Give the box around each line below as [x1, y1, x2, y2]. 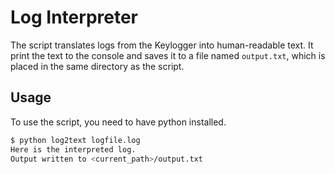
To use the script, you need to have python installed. [10, 116, 227, 128]
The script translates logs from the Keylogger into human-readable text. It [10, 39, 314, 51]
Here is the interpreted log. [10, 144, 137, 155]
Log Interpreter [10, 6, 138, 29]
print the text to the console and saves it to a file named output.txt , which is [10, 49, 326, 61]
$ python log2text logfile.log [10, 135, 141, 145]
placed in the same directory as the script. [10, 60, 185, 72]
